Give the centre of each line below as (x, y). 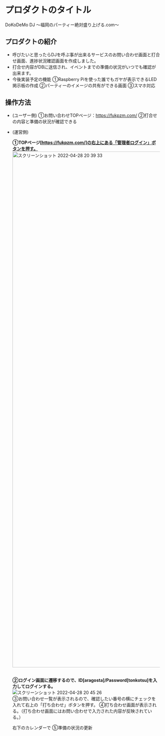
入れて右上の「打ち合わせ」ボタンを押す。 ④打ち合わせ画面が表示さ (82, 705)
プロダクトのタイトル (48, 10)
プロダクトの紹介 (31, 42)
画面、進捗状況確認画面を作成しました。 (57, 61)
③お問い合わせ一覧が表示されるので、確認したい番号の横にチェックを (84, 699)
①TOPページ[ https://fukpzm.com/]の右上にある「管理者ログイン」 (82, 142)
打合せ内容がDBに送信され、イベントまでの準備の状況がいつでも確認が (84, 67)
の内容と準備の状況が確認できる (44, 121)
